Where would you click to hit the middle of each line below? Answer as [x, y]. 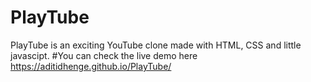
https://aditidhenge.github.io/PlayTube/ [91, 66]
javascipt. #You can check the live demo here [104, 55]
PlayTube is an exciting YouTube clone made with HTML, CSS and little [156, 45]
